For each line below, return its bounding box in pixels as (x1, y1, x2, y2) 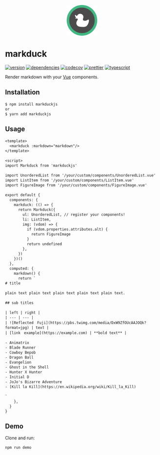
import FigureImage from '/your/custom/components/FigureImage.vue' (5, 182, 147, 188)
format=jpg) (5, 325, 29, 330)
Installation (5, 88, 40, 97)
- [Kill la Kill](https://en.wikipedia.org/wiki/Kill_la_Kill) (5, 384, 137, 389)
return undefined (26, 241, 62, 247)
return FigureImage (31, 231, 71, 237)
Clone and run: (5, 435, 35, 441)
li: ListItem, (22, 217, 51, 222)
